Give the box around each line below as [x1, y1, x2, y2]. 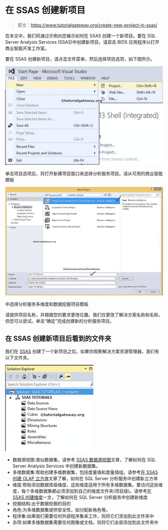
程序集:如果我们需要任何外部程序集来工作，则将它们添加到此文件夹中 [12, 513, 154, 519]
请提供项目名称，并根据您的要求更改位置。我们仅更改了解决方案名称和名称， [5, 312, 163, 318]
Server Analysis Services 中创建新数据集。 [12, 463, 101, 469]
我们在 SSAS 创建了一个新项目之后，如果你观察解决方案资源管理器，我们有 [5, 349, 159, 355]
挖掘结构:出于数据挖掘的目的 [12, 500, 71, 506]
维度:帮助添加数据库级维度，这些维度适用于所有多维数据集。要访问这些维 [12, 482, 163, 488]
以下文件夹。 [5, 355, 31, 361]
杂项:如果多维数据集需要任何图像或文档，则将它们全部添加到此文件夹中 [12, 519, 158, 525]
